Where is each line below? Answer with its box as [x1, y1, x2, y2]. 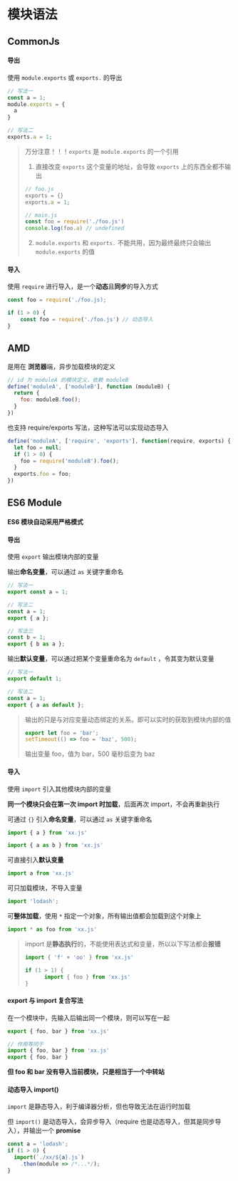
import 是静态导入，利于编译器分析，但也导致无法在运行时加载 [7, 1102, 191, 1111]
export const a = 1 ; [7, 588, 69, 595]
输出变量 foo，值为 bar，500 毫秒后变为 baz [24, 749, 155, 759]
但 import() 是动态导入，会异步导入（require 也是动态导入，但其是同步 [7, 1118, 215, 1126]
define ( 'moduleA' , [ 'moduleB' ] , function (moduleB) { [7, 383, 171, 390]
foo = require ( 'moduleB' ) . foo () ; [20, 457, 120, 464]
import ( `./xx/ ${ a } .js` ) [14, 1154, 84, 1161]
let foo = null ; [14, 444, 62, 451]
